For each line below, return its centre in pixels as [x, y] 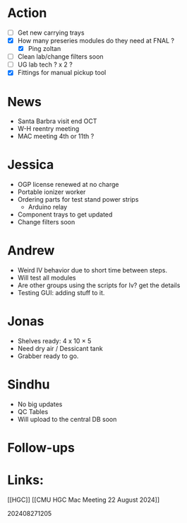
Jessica [31, 165]
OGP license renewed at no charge [68, 185]
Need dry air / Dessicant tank [60, 349]
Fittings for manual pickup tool [62, 73]
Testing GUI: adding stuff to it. [61, 293]
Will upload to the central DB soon [67, 419]
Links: [26, 480]
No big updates [40, 404]
